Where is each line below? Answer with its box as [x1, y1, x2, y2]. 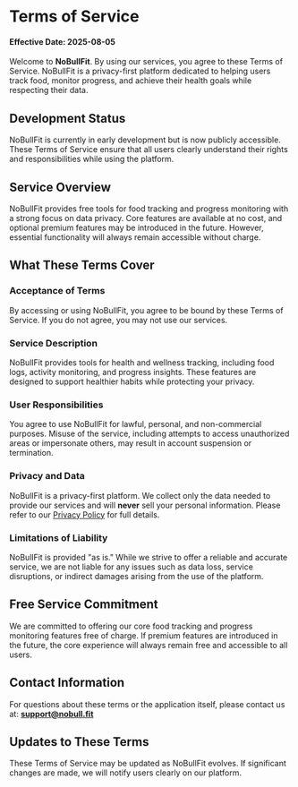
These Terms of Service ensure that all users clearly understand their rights [9, 144, 288, 155]
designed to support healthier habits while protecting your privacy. [9, 376, 255, 387]
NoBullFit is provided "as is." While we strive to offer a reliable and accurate [9, 552, 288, 562]
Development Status [9, 110, 126, 126]
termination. [9, 448, 54, 458]
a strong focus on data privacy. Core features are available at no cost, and [9, 213, 283, 224]
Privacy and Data [9, 470, 85, 483]
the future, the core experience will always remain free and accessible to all [9, 639, 288, 650]
